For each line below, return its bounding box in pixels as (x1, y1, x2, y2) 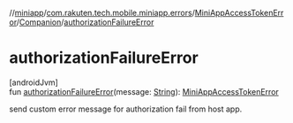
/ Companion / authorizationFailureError (16, 17, 154, 27)
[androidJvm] (9, 77, 59, 88)
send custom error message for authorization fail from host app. (9, 104, 243, 114)
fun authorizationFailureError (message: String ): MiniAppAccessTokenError (9, 86, 280, 96)
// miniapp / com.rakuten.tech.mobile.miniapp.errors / (9, 8, 196, 18)
